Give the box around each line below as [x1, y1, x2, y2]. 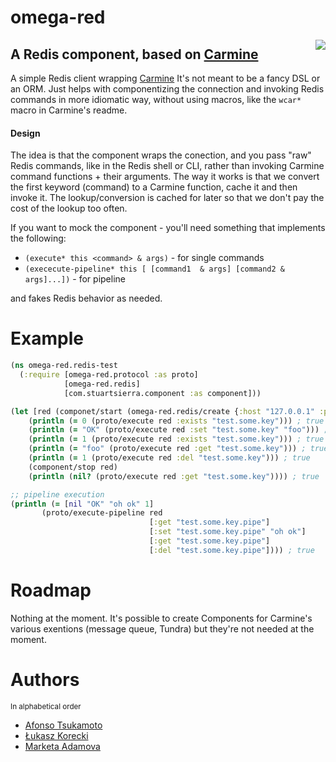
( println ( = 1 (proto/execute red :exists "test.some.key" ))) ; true [28, 434, 325, 445]
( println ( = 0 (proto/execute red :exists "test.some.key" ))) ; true [28, 416, 325, 426]
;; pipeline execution [10, 489, 105, 500]
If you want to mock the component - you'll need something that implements [10, 222, 326, 234]
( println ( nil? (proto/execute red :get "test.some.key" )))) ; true [28, 471, 320, 481]
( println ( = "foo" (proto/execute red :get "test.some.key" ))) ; [28, 444, 307, 454]
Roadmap [10, 579, 92, 601]
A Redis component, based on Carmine [10, 46, 259, 63]
